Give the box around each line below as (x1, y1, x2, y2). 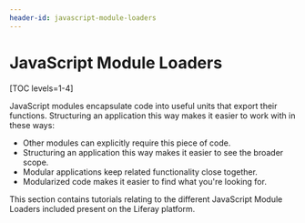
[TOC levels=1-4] (9, 83, 74, 94)
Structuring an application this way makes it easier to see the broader (22, 147, 284, 157)
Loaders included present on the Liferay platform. (9, 203, 196, 214)
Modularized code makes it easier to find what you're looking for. (22, 176, 267, 187)
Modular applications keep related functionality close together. (22, 166, 258, 177)
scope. (22, 157, 49, 167)
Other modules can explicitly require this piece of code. (22, 137, 231, 148)
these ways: (9, 119, 55, 130)
